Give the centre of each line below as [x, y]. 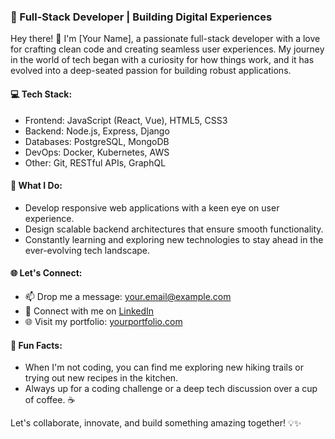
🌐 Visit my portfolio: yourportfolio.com [103, 321]
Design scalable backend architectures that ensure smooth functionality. [174, 229]
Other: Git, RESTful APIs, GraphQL [95, 162]
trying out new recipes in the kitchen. [101, 378]
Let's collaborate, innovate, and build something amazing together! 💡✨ [156, 423]
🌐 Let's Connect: [46, 273]
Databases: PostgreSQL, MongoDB [97, 141]
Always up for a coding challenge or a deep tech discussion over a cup [171, 389]
